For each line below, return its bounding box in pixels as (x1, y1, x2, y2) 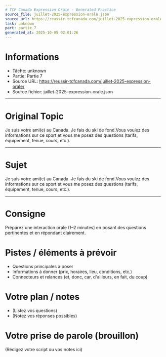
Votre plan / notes (5, 291, 80, 302)
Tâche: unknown (12, 68, 46, 74)
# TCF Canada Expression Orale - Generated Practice (5, 7, 116, 12)
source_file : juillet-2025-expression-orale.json (5, 12, 110, 17)
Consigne (5, 208, 46, 219)
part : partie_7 (5, 26, 37, 31)
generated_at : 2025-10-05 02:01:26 (5, 30, 79, 35)
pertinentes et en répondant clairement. (5, 230, 86, 236)
